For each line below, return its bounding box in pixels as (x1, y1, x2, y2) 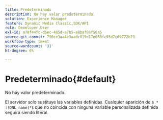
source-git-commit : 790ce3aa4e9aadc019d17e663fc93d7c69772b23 (5, 35, 135, 40)
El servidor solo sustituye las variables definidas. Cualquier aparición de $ (5, 99, 154, 105)
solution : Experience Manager (5, 16, 67, 21)
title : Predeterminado (5, 7, 52, 12)
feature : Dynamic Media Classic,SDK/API (5, 21, 89, 26)
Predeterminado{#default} (5, 73, 116, 85)
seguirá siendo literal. (5, 110, 49, 116)
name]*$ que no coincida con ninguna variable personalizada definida (18, 104, 159, 110)
